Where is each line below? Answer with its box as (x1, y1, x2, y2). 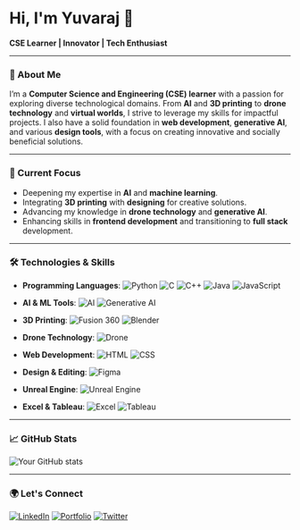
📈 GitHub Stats (9, 433, 78, 445)
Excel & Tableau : (21, 401, 85, 412)
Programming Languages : (21, 280, 121, 290)
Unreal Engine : (21, 383, 79, 394)
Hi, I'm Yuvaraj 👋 (9, 8, 134, 29)
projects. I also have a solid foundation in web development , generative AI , (9, 117, 287, 128)
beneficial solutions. (9, 136, 83, 147)
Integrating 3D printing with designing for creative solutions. (21, 197, 247, 207)
